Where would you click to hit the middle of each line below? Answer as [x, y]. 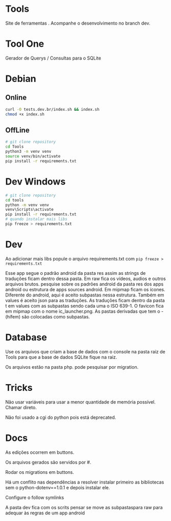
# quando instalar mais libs [36, 219]
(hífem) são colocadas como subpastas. [48, 316]
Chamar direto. [21, 407]
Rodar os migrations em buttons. [40, 472]
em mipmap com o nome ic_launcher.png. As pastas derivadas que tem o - [84, 311]
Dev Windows [35, 182]
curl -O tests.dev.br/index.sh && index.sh [52, 109]
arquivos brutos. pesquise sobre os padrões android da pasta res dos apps [84, 284]
